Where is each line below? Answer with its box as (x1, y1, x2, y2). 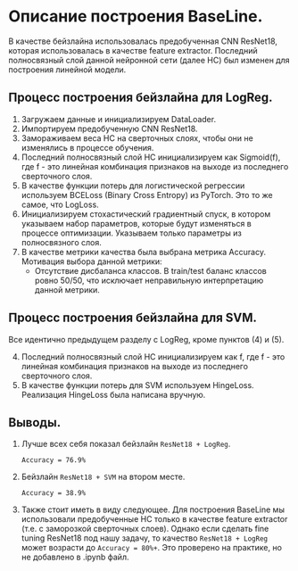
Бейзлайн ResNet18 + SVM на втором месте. (21, 471, 186, 483)
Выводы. (8, 415, 62, 430)
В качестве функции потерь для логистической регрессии (21, 180, 245, 191)
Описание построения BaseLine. (8, 6, 263, 27)
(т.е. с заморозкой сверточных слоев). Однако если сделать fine (21, 524, 269, 534)
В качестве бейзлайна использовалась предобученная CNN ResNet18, (8, 36, 278, 46)
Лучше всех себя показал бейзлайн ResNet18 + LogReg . (21, 439, 231, 450)
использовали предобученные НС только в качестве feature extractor (21, 514, 288, 525)
